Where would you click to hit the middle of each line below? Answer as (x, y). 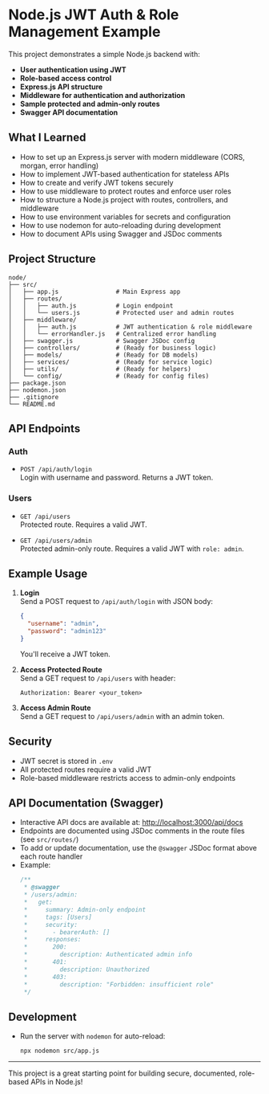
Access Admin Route (55, 708)
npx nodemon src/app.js (60, 1051)
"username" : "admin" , (64, 624)
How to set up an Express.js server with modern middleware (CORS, (132, 157)
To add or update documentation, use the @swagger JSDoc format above (139, 848)
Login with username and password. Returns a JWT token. (116, 478)
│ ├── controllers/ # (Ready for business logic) (112, 348)
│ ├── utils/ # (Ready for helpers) (100, 369)
